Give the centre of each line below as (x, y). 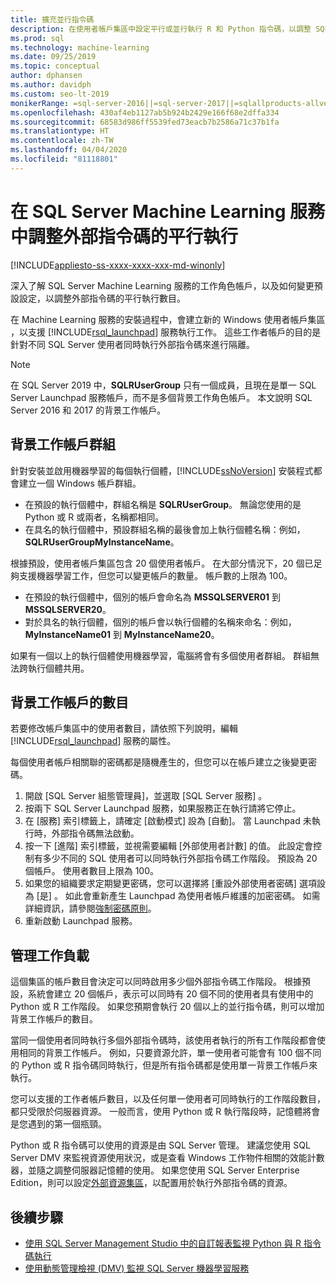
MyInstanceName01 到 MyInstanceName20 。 (122, 634)
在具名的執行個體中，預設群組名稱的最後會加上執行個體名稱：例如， (165, 529)
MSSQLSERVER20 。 (68, 609)
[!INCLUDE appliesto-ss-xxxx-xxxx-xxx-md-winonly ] (118, 265)
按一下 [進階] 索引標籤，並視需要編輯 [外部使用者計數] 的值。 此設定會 (168, 846)
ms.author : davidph (51, 85)
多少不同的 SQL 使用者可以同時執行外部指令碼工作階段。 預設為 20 (180, 858)
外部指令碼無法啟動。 (95, 833)
